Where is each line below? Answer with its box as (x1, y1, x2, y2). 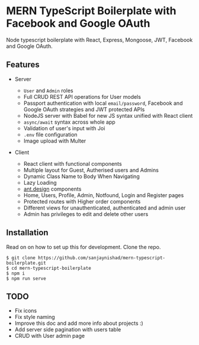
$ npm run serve (6, 275, 46, 282)
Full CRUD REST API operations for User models (23, 93, 141, 100)
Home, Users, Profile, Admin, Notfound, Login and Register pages (23, 191, 184, 199)
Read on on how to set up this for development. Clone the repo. (6, 243, 161, 250)
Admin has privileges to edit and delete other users (23, 210, 149, 217)
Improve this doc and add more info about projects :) (14, 320, 143, 327)
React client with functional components (23, 160, 123, 167)
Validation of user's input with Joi (23, 124, 105, 131)
